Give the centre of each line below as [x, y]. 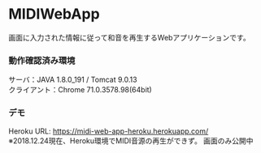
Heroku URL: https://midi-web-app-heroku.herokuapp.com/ [109, 131]
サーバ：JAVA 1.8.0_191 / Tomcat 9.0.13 [73, 80]
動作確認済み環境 [42, 60]
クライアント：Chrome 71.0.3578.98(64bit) [80, 90]
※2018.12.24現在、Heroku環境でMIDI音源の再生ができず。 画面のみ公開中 [131, 140]
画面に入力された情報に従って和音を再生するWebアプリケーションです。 [129, 37]
